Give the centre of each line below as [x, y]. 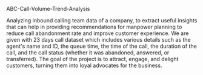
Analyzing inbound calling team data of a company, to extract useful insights [102, 20]
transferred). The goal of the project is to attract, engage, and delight [92, 59]
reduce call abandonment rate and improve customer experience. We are [98, 33]
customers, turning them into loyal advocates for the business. [84, 65]
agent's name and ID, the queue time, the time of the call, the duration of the [101, 46]
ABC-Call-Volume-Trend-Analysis [48, 9]
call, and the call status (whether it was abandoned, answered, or [88, 53]
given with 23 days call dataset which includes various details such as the [98, 40]
